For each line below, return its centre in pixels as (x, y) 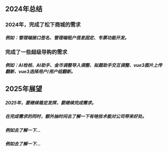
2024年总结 (24, 9)
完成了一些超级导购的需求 (36, 52)
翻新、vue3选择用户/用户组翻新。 (40, 71)
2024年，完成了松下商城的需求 (43, 25)
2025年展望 (24, 89)
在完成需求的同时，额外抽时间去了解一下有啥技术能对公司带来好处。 (76, 116)
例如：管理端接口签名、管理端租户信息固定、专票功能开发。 (67, 37)
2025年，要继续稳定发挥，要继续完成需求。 (51, 103)
